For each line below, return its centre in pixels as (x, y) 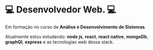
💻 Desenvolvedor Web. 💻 (61, 10)
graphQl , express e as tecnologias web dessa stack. (59, 42)
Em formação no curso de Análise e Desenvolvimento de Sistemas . (76, 27)
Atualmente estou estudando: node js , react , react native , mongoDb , (77, 36)
